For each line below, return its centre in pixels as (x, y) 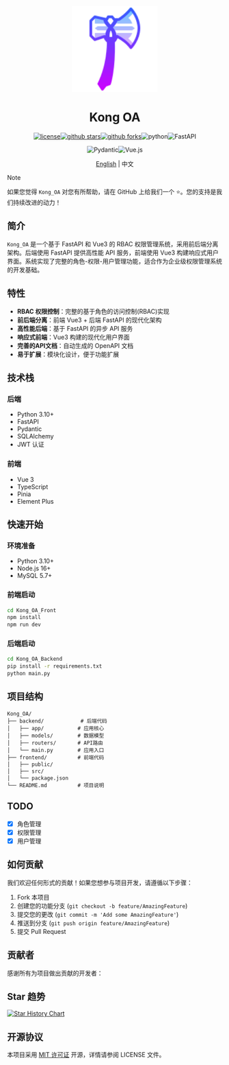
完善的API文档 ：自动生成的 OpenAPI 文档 (75, 345)
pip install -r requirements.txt (55, 666)
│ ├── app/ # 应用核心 (56, 728)
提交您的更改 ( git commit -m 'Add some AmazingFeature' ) (98, 914)
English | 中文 (115, 163)
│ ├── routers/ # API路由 (55, 743)
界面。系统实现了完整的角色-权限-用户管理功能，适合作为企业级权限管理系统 (114, 261)
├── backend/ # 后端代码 (57, 721)
